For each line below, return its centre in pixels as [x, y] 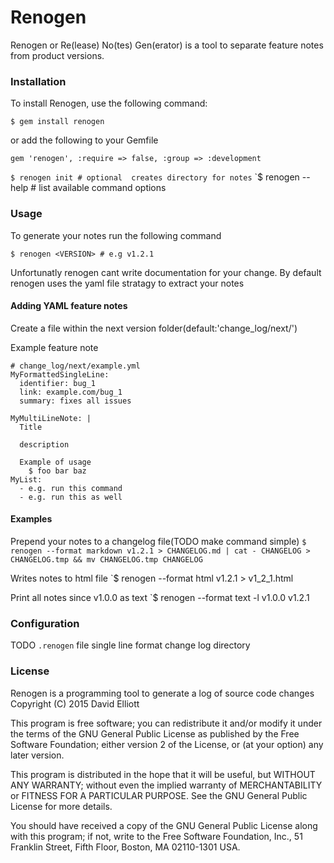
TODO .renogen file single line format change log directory [130, 645]
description [44, 444]
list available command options [102, 188]
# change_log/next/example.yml [75, 366]
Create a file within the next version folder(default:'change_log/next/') [154, 328]
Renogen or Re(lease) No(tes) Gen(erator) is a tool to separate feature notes [167, 45]
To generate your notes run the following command [116, 235]
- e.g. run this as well [71, 497]
